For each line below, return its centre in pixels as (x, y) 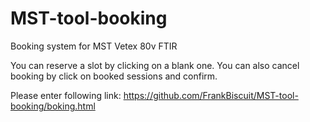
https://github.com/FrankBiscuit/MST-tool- (211, 95)
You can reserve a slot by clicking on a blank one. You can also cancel (155, 65)
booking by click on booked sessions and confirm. (114, 76)
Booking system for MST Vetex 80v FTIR (94, 46)
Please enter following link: (66, 95)
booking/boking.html (53, 106)
